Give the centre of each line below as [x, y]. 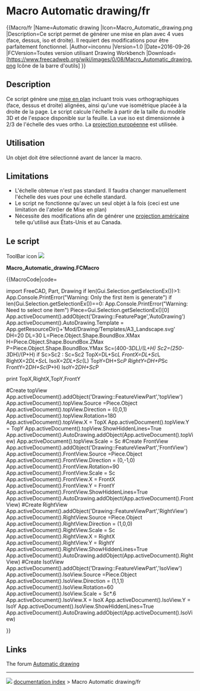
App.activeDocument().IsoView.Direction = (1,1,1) [65, 581]
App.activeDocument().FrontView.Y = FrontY [60, 486]
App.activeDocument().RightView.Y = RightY [60, 543]
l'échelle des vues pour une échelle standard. [71, 197]
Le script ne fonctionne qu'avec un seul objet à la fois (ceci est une [97, 203]
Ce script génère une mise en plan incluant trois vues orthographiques [93, 99]
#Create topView [27, 390]
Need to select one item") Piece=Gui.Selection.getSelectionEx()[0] [88, 310]
